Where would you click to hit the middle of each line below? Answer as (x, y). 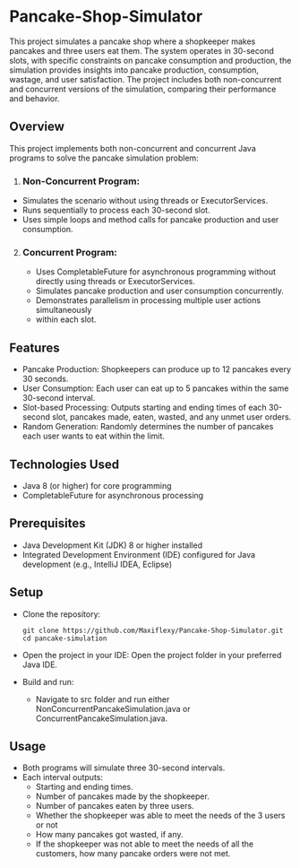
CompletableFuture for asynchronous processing (113, 495)
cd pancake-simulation (64, 638)
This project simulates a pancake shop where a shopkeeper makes (133, 41)
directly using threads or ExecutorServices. (115, 282)
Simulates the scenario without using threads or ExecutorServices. (145, 201)
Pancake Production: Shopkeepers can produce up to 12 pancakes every (157, 369)
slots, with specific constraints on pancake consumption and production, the (150, 60)
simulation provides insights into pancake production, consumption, (134, 70)
